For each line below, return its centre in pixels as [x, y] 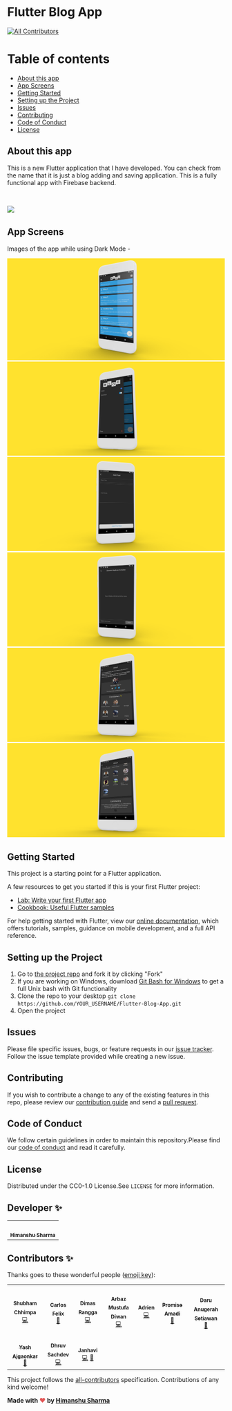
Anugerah [206, 1309]
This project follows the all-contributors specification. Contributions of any [113, 1380]
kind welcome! [28, 1387]
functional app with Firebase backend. [62, 182]
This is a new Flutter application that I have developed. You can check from [114, 168]
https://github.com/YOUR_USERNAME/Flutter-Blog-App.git [99, 1004]
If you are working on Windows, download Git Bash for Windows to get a [120, 981]
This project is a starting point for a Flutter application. [84, 874]
